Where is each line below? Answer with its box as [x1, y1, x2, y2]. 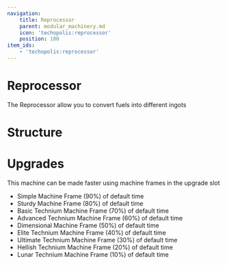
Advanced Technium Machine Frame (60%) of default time [16, 214, 183, 222]
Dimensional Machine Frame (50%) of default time [16, 221, 159, 229]
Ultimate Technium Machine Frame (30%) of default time [16, 235, 178, 244]
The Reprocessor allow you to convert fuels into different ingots [7, 100, 187, 108]
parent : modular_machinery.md [19, 23, 106, 30]
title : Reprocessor [19, 16, 75, 23]
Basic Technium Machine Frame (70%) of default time [16, 207, 170, 215]
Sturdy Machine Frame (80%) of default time [16, 199, 144, 207]
